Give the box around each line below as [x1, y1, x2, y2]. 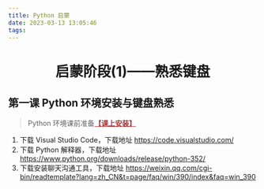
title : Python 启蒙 [8, 11, 70, 20]
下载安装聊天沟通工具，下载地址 [19, 163, 124, 173]
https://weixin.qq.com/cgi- [125, 163, 213, 173]
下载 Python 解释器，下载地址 [19, 145, 117, 154]
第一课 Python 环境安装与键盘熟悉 [8, 96, 175, 109]
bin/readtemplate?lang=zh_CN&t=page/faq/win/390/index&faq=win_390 [19, 172, 256, 182]
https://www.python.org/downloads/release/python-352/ [19, 154, 206, 164]
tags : [8, 26, 26, 34]
